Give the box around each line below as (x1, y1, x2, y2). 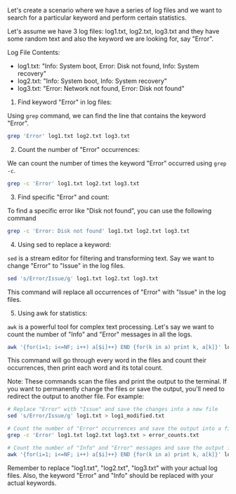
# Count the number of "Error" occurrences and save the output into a (7, 425, 221, 432)
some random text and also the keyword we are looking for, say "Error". (7, 34, 214, 43)
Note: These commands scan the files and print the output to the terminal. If (7, 377, 227, 386)
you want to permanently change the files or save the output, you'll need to (7, 385, 225, 393)
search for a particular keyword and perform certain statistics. (7, 13, 188, 22)
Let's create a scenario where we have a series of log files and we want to (7, 6, 223, 14)
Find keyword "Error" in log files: (17, 98, 112, 106)
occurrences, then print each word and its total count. (7, 364, 164, 372)
